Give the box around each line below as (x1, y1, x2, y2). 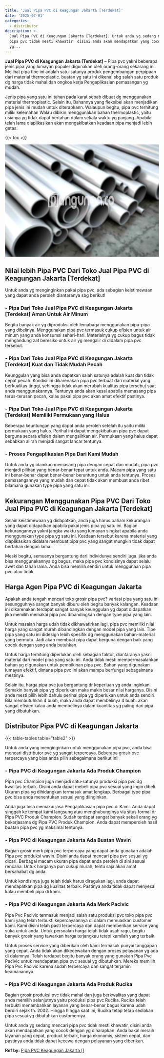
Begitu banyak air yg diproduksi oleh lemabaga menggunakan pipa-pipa (5, 322, 150, 328)
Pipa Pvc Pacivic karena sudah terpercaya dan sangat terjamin (5, 963, 131, 969)
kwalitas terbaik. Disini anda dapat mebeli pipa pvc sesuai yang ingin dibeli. (5, 784, 157, 790)
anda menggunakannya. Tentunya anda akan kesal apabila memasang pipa (5, 388, 156, 394)
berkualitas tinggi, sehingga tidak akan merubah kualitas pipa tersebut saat (5, 383, 156, 389)
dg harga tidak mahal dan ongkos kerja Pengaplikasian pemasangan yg (5, 79, 148, 85)
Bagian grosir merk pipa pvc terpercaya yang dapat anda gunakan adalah (5, 848, 153, 854)
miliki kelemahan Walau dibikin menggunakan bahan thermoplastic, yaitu (5, 109, 151, 115)
